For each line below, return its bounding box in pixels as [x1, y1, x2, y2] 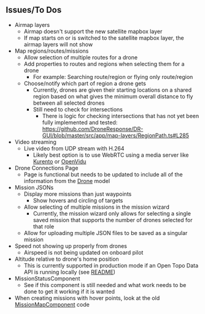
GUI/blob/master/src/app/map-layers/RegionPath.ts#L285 [42, 132, 190, 139]
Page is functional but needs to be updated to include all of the [23, 171, 183, 178]
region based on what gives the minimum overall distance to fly [33, 92, 193, 100]
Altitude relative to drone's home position [14, 255, 119, 263]
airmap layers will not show [23, 40, 93, 48]
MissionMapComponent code [14, 301, 90, 308]
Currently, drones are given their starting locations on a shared [33, 86, 192, 94]
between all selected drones [33, 99, 105, 107]
